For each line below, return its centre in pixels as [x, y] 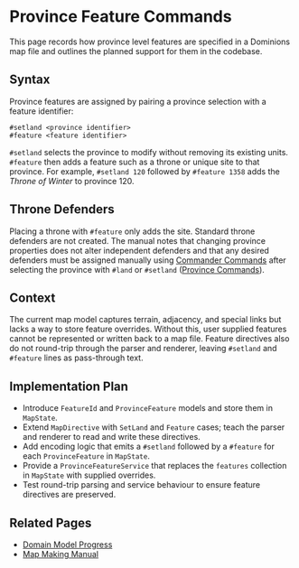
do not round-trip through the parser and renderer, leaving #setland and [143, 349]
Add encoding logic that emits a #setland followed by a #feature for [149, 447]
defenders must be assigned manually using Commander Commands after [148, 260]
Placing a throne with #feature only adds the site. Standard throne [132, 231]
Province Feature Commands [121, 17]
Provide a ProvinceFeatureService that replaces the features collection [154, 466]
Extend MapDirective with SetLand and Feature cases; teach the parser [154, 427]
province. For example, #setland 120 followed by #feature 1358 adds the [145, 171]
